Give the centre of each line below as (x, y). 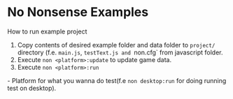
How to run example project (47, 31)
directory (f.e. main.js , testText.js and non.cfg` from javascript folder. (120, 52)
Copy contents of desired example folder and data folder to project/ (116, 45)
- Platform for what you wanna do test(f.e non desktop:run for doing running (117, 80)
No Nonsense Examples (78, 12)
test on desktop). (32, 88)
